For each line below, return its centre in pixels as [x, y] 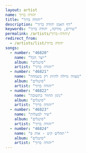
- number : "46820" [30, 53]
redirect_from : [21, 39]
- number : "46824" [30, 129]
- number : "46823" [30, 110]
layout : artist [21, 10]
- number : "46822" [30, 91]
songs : [12, 48]
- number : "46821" [30, 72]
